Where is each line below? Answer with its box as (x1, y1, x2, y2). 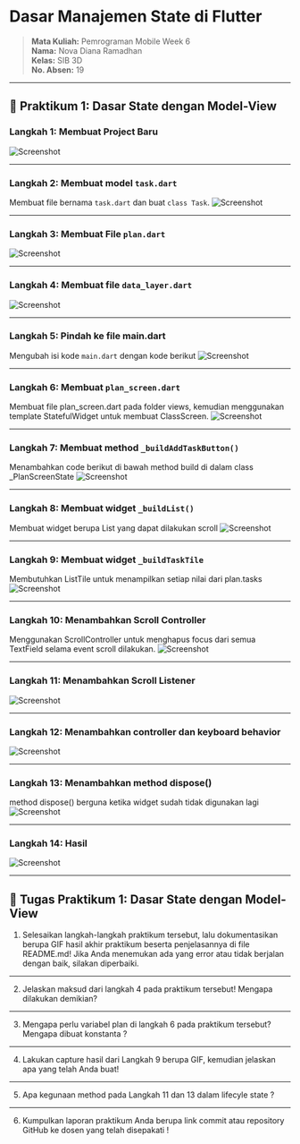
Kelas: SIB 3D (30, 55, 83, 65)
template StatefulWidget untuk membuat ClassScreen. (9, 411, 210, 422)
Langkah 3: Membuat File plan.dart (9, 227, 166, 240)
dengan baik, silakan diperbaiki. (21, 958, 140, 969)
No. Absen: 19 (30, 64, 85, 75)
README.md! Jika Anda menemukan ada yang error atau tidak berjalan (21, 949, 284, 960)
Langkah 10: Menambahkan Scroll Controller (9, 613, 206, 626)
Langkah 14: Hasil (9, 837, 87, 849)
